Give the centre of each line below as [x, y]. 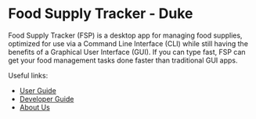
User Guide [38, 90]
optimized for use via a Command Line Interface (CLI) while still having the [128, 43]
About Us [35, 107]
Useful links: [28, 75]
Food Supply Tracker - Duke [101, 14]
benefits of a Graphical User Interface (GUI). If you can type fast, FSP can [127, 52]
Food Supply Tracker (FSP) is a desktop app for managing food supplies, [125, 35]
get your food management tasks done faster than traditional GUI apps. [123, 60]
